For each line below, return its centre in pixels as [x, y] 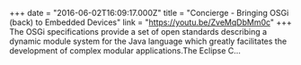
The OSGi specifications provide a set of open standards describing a [138, 32]
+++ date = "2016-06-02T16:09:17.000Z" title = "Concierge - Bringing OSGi [149, 13]
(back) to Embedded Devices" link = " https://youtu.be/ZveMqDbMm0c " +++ [150, 22]
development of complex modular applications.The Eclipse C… [125, 51]
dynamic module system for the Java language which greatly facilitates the [148, 41]
